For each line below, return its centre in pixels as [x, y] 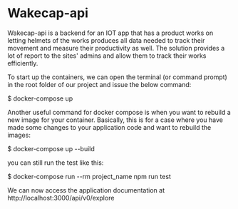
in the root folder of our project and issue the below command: [99, 84]
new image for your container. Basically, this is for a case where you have [115, 120]
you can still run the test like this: [56, 163]
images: [19, 135]
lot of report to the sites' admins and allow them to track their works [107, 56]
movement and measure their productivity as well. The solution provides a [116, 48]
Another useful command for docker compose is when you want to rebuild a [119, 112]
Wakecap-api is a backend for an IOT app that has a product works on [110, 33]
